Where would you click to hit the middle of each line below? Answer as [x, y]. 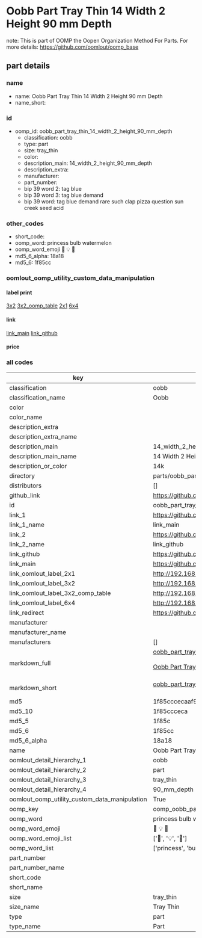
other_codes [25, 223]
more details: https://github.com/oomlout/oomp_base [72, 47]
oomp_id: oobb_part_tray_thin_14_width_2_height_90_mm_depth [93, 131]
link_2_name [27, 545]
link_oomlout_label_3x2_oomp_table [60, 593]
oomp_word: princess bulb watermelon [63, 243]
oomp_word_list [32, 848]
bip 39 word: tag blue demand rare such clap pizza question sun [104, 201]
